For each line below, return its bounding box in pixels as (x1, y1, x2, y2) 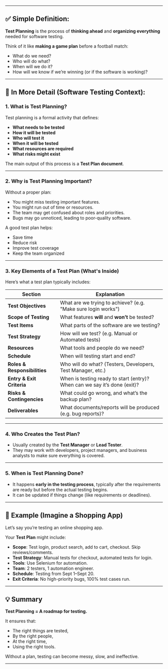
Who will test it (12, 135, 44, 141)
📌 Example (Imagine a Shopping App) (5, 511, 123, 520)
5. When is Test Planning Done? (5, 470, 84, 477)
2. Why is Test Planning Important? (5, 178, 92, 185)
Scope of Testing (7, 314, 49, 321)
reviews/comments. (12, 549, 53, 555)
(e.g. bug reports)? (59, 410, 104, 417)
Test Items (7, 322, 33, 329)
